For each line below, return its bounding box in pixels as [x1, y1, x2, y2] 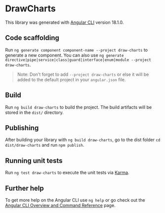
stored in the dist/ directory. [5, 109, 64, 115]
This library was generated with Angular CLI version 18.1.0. [5, 19, 124, 25]
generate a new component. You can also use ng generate [5, 52, 124, 58]
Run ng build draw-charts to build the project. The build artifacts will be [5, 104, 152, 110]
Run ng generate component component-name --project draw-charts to [5, 47, 148, 53]
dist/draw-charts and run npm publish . [5, 142, 84, 148]
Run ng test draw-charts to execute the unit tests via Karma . [5, 169, 129, 176]
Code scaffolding [5, 34, 59, 42]
